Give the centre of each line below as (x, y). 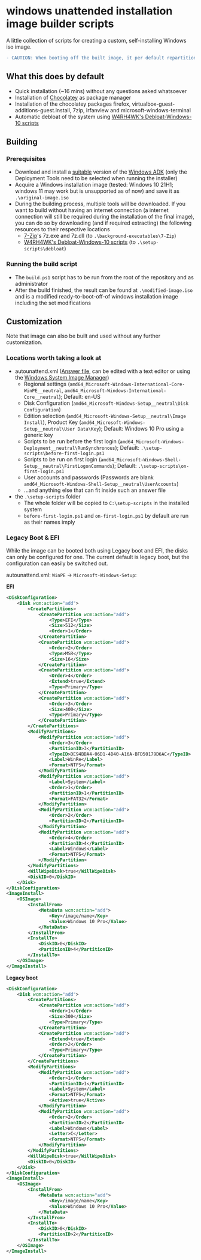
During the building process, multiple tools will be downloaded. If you (100, 204)
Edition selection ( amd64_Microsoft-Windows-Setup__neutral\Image (105, 416)
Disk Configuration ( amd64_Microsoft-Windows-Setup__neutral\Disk (106, 403)
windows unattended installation (89, 11)
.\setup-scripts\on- (164, 466)
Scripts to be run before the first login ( (72, 441)
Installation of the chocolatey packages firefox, (73, 104)
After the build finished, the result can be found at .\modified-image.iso (104, 290)
